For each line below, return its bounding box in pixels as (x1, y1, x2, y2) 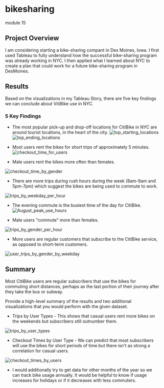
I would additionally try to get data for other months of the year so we (12, 367, 153, 373)
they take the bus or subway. (5, 289, 64, 294)
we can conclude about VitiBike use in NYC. (5, 100, 94, 106)
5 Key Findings (5, 113, 41, 120)
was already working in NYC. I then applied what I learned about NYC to (5, 58, 150, 64)
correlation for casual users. (12, 348, 70, 354)
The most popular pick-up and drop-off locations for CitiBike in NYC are (12, 124, 158, 130)
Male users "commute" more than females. (12, 217, 99, 223)
